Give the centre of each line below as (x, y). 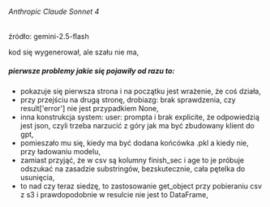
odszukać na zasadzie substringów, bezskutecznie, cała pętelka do (133, 169)
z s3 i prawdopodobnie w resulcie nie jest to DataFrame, (114, 195)
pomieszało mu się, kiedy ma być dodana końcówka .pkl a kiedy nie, (134, 143)
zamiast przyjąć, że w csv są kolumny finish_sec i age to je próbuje (132, 160)
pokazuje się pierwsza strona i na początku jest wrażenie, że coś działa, (140, 91)
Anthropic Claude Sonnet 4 (54, 11)
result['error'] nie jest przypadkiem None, (90, 109)
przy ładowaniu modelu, (60, 152)
